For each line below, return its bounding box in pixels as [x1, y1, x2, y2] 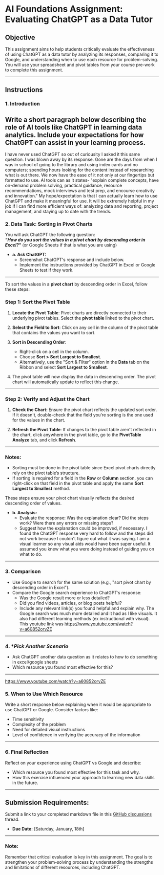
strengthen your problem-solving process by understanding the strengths [5, 859, 153, 865]
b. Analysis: [12, 510, 37, 516]
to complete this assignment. [5, 67, 63, 73]
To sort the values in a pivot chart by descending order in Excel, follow [5, 281, 148, 287]
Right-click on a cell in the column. [19, 349, 89, 354]
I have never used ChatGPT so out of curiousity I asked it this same [5, 152, 140, 157]
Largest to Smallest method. [12, 485, 70, 492]
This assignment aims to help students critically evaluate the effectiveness [5, 46, 155, 52]
